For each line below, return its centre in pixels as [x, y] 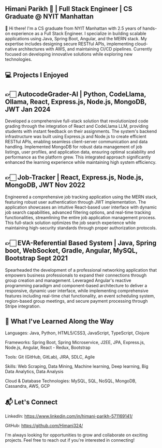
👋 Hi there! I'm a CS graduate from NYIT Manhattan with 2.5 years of [73, 28]
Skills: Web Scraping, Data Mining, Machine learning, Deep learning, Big [77, 366]
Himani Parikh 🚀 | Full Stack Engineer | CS [69, 9]
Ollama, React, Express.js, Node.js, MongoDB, [76, 102]
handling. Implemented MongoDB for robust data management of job [74, 147]
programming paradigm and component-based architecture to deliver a [76, 285]
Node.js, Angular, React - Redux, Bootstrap [48, 347]
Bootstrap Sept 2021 [37, 258]
